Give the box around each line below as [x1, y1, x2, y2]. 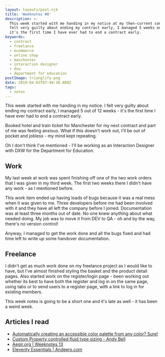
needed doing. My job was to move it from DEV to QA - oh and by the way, [5, 216, 156, 222]
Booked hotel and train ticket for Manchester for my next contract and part [5, 123, 156, 128]
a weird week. [5, 304, 33, 309]
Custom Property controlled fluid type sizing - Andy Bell [12, 336, 126, 342]
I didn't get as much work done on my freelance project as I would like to [5, 263, 152, 269]
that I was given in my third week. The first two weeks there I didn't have [5, 180, 152, 186]
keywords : [5, 35, 26, 40]
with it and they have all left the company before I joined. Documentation [5, 205, 152, 211]
